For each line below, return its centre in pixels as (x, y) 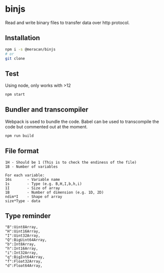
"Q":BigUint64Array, (26, 240)
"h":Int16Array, (22, 248)
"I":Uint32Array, (23, 236)
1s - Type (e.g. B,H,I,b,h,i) (44, 184)
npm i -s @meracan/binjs (30, 49)
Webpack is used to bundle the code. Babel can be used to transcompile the (82, 122)
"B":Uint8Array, (22, 227)
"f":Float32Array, (24, 261)
